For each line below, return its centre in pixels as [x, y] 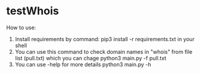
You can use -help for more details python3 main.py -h [83, 64]
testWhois [33, 11]
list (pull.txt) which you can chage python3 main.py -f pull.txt [91, 58]
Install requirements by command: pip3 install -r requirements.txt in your [105, 39]
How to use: [21, 27]
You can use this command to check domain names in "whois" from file [104, 51]
